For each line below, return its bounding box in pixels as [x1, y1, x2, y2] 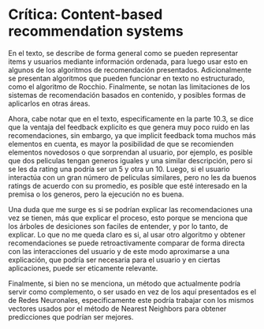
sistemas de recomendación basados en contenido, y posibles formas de [8, 90, 246, 99]
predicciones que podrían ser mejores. [8, 312, 134, 321]
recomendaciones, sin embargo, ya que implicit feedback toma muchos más [8, 130, 256, 140]
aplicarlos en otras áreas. [8, 99, 91, 108]
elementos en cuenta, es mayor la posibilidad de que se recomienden [8, 139, 234, 148]
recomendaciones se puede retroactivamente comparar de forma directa [8, 238, 246, 248]
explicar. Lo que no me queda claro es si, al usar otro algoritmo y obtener [8, 230, 246, 239]
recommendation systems [8, 22, 184, 40]
